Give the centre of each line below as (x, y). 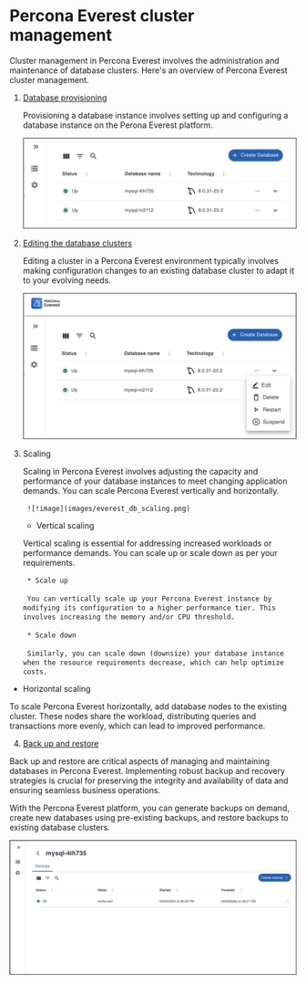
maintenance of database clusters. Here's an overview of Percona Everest (149, 70)
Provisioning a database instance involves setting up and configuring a (155, 115)
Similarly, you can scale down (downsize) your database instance (155, 654)
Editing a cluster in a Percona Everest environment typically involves (151, 261)
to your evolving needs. (67, 280)
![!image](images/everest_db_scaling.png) (109, 508)
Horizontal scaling (56, 688)
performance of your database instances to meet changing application (155, 481)
